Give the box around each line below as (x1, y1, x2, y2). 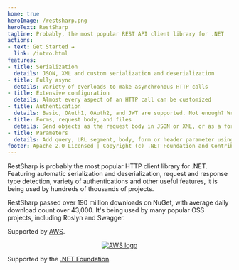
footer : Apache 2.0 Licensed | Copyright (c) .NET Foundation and (7, 143, 208, 150)
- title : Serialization (7, 63, 78, 70)
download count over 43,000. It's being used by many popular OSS (7, 206, 205, 215)
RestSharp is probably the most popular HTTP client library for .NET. (7, 162, 208, 171)
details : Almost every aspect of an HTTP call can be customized (14, 97, 212, 104)
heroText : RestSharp (7, 23, 69, 31)
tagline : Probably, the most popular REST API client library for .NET (7, 30, 224, 38)
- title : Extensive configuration (7, 90, 110, 97)
